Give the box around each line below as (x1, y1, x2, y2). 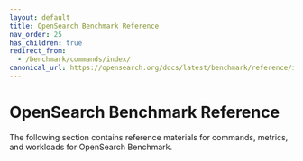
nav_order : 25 (9, 30, 63, 39)
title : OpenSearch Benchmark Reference (9, 22, 160, 31)
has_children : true (9, 38, 83, 48)
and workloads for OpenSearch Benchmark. (9, 141, 173, 152)
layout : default (9, 13, 70, 22)
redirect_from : (9, 47, 67, 56)
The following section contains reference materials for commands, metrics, (9, 131, 289, 142)
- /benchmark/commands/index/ (17, 55, 131, 64)
